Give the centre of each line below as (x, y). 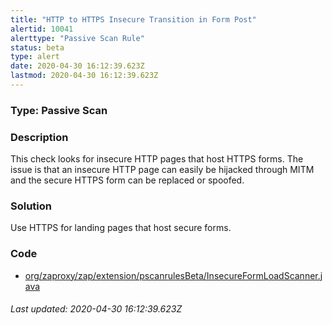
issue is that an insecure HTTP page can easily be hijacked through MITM (162, 170)
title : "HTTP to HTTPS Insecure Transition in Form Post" (133, 19)
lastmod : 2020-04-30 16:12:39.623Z (84, 76)
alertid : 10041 (42, 29)
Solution (31, 206)
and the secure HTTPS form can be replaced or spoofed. (127, 180)
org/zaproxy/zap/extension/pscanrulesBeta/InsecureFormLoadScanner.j (173, 275)
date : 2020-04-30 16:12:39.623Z (77, 66)
